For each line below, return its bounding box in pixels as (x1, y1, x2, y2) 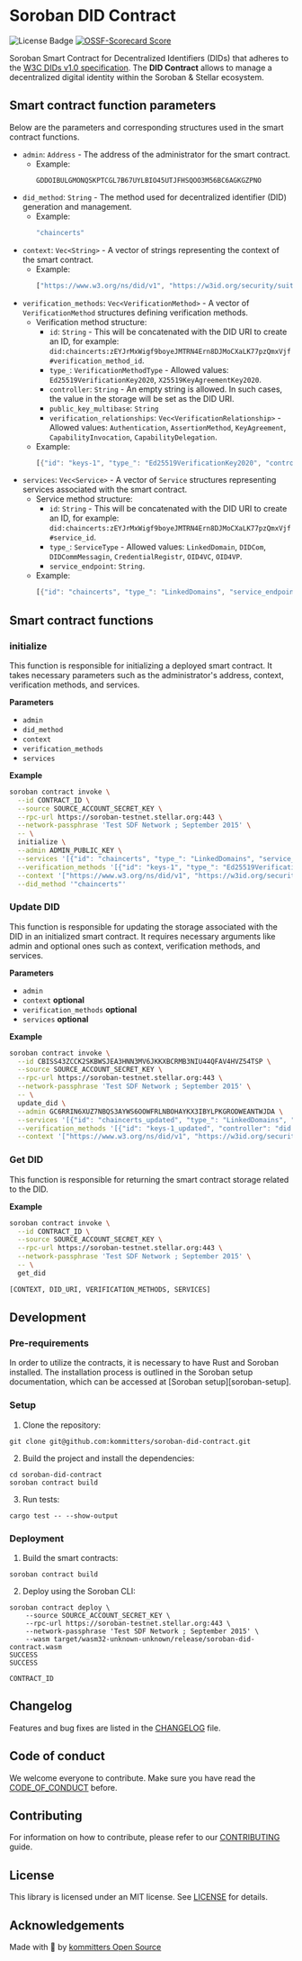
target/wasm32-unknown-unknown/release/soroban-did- (53, 1634, 255, 1644)
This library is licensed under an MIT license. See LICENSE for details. (9, 1892, 268, 1902)
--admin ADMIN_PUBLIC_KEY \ (17, 846, 123, 856)
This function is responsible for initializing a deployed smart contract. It (9, 659, 272, 671)
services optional (22, 1013, 89, 1024)
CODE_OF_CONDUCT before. (9, 1782, 118, 1793)
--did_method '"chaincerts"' (17, 879, 127, 888)
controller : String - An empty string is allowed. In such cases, (49, 384, 283, 395)
